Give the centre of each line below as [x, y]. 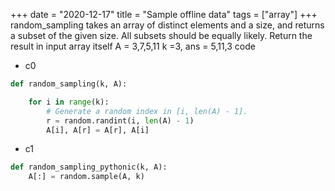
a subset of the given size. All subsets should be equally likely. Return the [161, 35]
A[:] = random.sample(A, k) [86, 177]
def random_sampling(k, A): [69, 84]
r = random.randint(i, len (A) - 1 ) [120, 120]
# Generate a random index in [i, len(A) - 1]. [147, 111]
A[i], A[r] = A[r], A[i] [98, 130]
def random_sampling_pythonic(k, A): [89, 167]
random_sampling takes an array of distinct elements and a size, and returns [167, 25]
